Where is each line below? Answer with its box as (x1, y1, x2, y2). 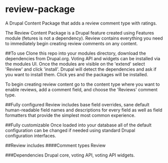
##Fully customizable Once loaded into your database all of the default (5, 122, 152, 128)
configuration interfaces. (5, 132, 56, 138)
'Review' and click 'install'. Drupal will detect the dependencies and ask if (5, 66, 156, 72)
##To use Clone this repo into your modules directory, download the (5, 50, 146, 56)
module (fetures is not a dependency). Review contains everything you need (5, 35, 163, 41)
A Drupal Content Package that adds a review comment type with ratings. (5, 20, 157, 26)
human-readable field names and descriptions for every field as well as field (5, 107, 162, 113)
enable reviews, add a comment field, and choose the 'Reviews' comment (5, 86, 158, 92)
